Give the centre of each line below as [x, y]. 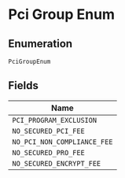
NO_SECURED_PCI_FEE [48, 131]
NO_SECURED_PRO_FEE [48, 152]
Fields [24, 85]
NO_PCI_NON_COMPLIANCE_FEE [63, 142]
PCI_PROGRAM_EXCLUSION [54, 120]
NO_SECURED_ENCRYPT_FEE [57, 163]
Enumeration [40, 44]
